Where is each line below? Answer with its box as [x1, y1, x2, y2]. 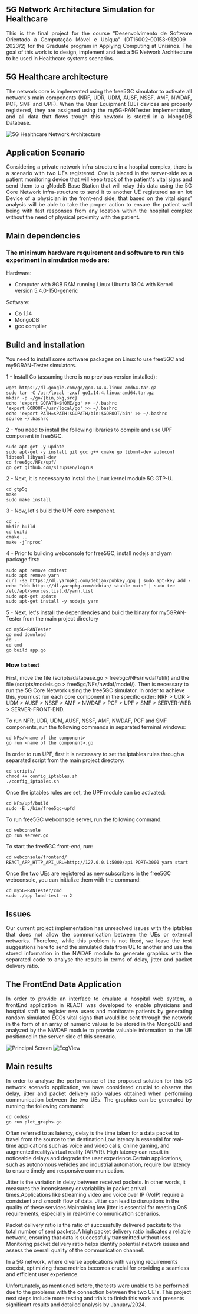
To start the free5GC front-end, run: [6, 843, 93, 850]
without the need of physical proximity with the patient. [6, 214, 140, 221]
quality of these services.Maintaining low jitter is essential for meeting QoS [6, 1203, 187, 1210]
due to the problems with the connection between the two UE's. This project [6, 1288, 192, 1295]
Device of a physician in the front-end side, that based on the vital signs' [6, 195, 192, 202]
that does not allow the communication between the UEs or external [6, 931, 192, 938]
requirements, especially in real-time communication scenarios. [6, 1210, 161, 1217]
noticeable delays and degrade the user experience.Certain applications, [6, 1154, 183, 1161]
